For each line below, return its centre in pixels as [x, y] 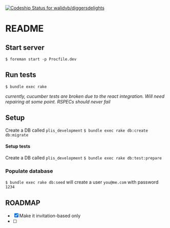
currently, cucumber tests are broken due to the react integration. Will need [85, 96]
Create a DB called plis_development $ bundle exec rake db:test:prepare [84, 158]
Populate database [29, 171]
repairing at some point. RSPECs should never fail [58, 101]
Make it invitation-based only [50, 216]
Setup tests [18, 147]
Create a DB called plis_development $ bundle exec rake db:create [77, 130]
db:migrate [17, 135]
